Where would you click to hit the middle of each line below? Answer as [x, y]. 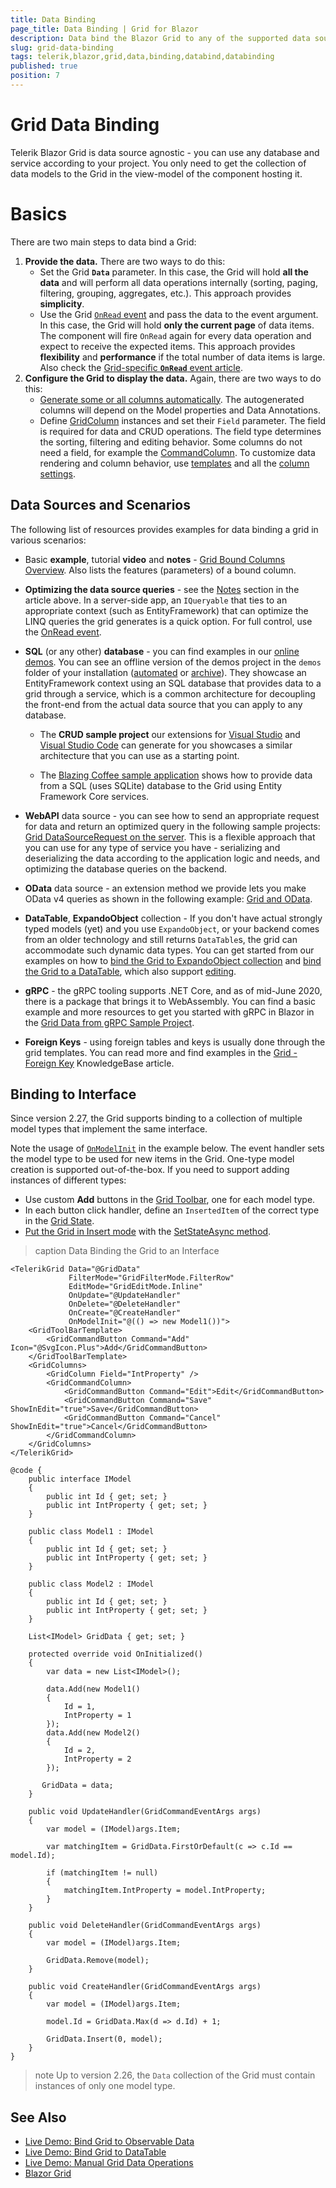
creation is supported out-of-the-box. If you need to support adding [150, 1170]
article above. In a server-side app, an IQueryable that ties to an [156, 600]
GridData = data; [77, 1786]
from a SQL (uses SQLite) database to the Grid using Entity [161, 785]
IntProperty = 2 [97, 1759]
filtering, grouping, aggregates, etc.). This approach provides [165, 293]
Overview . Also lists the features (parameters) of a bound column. [160, 570]
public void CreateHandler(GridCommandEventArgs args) [145, 1987]
